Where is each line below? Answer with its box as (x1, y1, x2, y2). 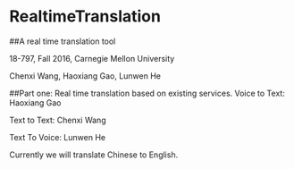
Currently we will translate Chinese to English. (9, 149, 179, 160)
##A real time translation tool (9, 36, 116, 46)
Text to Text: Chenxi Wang (9, 114, 106, 125)
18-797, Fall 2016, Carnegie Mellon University (9, 53, 175, 63)
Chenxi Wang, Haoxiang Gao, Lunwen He (9, 70, 161, 81)
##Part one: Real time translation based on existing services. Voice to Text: (9, 88, 286, 98)
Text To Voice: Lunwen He (9, 131, 105, 142)
